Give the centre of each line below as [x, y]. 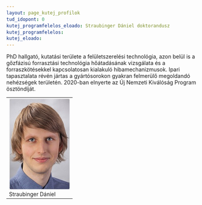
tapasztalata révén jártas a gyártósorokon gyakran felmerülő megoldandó [98, 76]
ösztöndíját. [21, 89]
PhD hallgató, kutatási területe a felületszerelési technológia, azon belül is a [101, 57]
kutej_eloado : [24, 39]
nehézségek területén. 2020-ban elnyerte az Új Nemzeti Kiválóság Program [101, 83]
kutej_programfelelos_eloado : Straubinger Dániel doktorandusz [88, 26]
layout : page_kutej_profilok [43, 13]
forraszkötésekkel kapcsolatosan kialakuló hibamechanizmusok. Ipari [93, 69]
